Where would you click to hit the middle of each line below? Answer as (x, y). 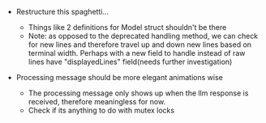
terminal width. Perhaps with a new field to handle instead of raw (137, 53)
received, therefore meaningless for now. (97, 102)
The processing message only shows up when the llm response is (138, 93)
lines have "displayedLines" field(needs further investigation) (130, 61)
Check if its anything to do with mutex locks (101, 110)
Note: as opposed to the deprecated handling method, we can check (143, 36)
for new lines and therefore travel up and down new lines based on (140, 45)
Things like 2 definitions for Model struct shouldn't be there (127, 27)
